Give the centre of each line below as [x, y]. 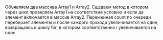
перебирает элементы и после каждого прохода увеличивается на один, [82, 22]
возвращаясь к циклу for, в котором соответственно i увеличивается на [81, 27]
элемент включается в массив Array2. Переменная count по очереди [78, 17]
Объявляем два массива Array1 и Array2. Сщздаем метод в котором [77, 7]
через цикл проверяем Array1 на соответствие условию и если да [74, 12]
